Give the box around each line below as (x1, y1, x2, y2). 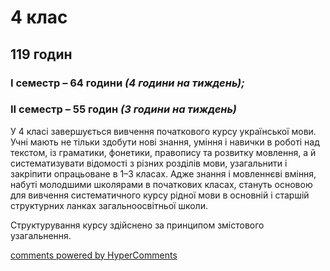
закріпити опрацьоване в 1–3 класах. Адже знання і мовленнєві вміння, (10, 167, 317, 180)
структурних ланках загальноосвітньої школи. (10, 199, 208, 211)
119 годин (10, 46, 73, 63)
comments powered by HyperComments (10, 249, 178, 261)
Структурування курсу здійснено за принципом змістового (10, 219, 265, 231)
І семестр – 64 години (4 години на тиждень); (10, 76, 245, 90)
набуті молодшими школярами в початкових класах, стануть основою (10, 178, 313, 190)
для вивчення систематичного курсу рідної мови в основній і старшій (10, 189, 310, 201)
